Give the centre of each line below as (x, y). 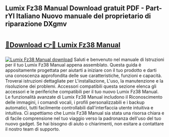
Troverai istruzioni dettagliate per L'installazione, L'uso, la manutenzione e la (84, 81)
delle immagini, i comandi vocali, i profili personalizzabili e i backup (75, 102)
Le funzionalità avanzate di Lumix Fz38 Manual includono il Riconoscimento (84, 97)
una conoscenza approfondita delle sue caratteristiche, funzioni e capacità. (84, 76)
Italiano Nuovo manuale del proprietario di (83, 16)
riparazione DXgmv (36, 24)
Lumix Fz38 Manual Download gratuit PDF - (75, 8)
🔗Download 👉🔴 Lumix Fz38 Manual (63, 45)
